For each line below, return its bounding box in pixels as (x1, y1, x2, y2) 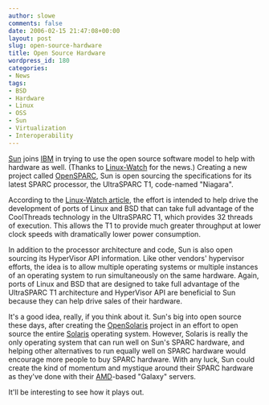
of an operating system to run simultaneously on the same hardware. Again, (8, 271, 259, 280)
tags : (8, 79, 26, 87)
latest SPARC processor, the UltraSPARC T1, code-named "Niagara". (8, 179, 234, 189)
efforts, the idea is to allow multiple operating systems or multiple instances (8, 262, 259, 271)
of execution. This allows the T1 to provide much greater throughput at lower (8, 221, 262, 230)
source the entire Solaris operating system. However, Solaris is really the (8, 329, 249, 338)
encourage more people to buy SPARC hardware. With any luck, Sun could (8, 354, 255, 364)
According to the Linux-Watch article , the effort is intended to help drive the (8, 195, 259, 205)
